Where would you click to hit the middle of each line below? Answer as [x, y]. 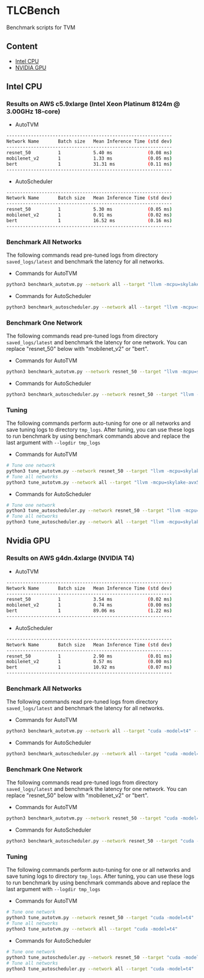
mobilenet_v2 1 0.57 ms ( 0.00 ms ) [89, 662]
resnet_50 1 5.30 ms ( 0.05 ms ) [89, 209]
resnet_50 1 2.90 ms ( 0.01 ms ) [89, 656]
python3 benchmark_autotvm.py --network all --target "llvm [84, 284]
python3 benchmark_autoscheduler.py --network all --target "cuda [92, 754]
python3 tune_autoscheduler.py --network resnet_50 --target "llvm [93, 511]
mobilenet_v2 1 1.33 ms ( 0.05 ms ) [89, 158]
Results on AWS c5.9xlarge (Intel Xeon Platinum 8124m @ [93, 104]
